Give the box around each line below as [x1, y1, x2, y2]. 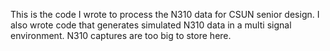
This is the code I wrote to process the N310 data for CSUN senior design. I [10, 9, 320, 20]
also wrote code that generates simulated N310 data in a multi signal [10, 19, 292, 31]
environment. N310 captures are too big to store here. [10, 30, 232, 41]
